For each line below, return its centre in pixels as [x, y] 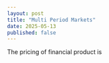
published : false [32, 33]
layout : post [26, 13]
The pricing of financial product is [54, 52]
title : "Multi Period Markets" [51, 20]
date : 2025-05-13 [32, 26]
